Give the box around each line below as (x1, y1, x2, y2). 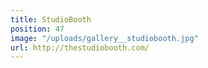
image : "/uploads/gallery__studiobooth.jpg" (10, 33, 199, 43)
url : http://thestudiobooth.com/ (10, 42, 150, 53)
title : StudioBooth (10, 14, 92, 25)
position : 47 (10, 24, 65, 34)
